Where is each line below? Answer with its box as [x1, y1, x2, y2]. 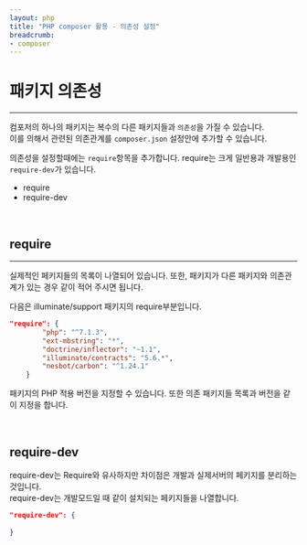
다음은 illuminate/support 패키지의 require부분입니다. [9, 301, 203, 312]
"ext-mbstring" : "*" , [42, 336, 125, 346]
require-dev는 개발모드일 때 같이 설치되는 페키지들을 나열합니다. [9, 492, 239, 503]
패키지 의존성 [9, 81, 102, 102]
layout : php [9, 13, 55, 23]
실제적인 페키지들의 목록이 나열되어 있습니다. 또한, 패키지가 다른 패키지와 [9, 271, 268, 281]
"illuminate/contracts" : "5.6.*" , [42, 353, 174, 362]
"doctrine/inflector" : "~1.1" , [42, 345, 162, 354]
